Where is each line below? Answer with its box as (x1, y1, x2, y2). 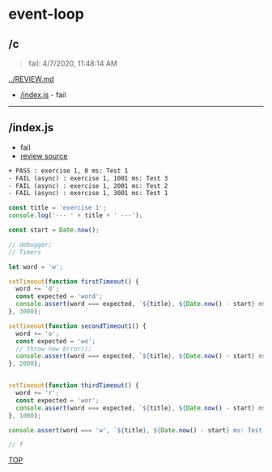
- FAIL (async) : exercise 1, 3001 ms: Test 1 (8, 189, 168, 198)
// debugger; (8, 240, 53, 249)
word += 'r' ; (15, 389, 60, 398)
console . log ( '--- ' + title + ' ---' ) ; (8, 211, 143, 219)
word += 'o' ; (15, 330, 60, 338)
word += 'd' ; (15, 285, 60, 293)
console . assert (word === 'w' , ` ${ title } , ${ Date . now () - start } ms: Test (8, 426, 263, 434)
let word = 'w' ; (8, 262, 63, 271)
